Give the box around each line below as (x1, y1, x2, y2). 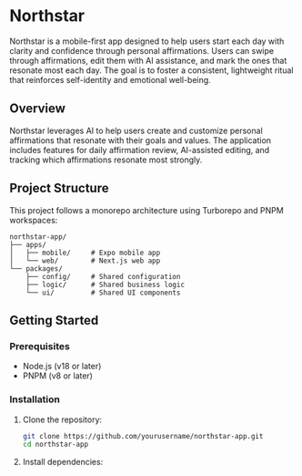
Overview (9, 101, 66, 117)
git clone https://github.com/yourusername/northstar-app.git (22, 431, 264, 440)
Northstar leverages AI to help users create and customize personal (9, 125, 264, 136)
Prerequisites (9, 339, 70, 352)
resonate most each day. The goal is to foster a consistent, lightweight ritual (9, 65, 294, 76)
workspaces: (9, 214, 58, 225)
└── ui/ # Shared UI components (25, 288, 181, 297)
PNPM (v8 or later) (22, 370, 94, 381)
